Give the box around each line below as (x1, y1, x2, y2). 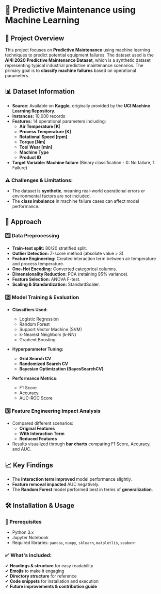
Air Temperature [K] (19, 123, 61, 129)
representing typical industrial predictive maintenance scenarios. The (5, 63, 144, 68)
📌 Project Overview (5, 34, 64, 42)
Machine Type (19, 149, 49, 155)
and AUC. (12, 446, 32, 452)
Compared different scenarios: (12, 420, 74, 426)
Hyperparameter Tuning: (12, 346, 64, 352)
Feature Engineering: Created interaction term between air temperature (12, 255, 156, 262)
